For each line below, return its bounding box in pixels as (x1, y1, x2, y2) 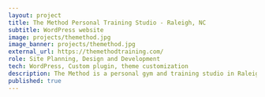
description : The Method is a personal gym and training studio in (8, 70, 235, 77)
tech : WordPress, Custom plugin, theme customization (8, 63, 189, 70)
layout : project (8, 11, 62, 20)
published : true (8, 77, 62, 84)
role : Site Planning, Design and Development (8, 56, 160, 63)
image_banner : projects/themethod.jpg (8, 41, 136, 48)
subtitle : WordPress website (8, 26, 104, 34)
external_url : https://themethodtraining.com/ (8, 48, 164, 56)
